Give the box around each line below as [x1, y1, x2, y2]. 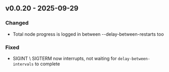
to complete [35, 61, 60, 67]
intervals [12, 61, 34, 67]
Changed [5, 19, 29, 27]
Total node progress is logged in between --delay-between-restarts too [12, 31, 164, 37]
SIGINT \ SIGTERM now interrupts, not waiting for [12, 55, 117, 61]
